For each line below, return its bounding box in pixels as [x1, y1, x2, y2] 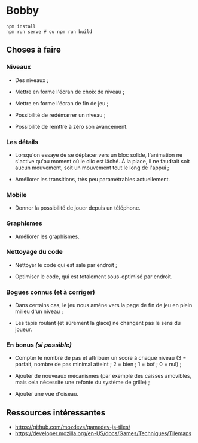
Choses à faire [6, 45, 62, 55]
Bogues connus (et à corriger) [6, 288, 95, 296]
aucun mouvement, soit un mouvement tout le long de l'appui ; [14, 164, 169, 171]
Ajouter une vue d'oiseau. [14, 390, 79, 398]
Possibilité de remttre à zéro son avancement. [14, 123, 128, 130]
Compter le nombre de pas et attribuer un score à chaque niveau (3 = [14, 354, 187, 362]
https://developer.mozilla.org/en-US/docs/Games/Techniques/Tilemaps [14, 430, 192, 437]
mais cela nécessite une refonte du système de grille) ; [14, 378, 150, 386]
